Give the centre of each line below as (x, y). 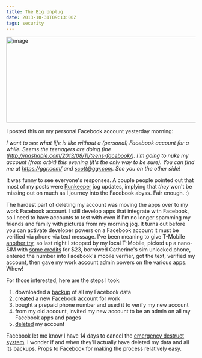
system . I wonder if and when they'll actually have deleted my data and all (98, 342)
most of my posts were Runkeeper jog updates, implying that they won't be (99, 187)
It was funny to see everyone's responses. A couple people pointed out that (100, 180)
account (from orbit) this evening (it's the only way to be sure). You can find (100, 162)
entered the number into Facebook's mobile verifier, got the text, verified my (101, 256)
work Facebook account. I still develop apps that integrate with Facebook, (98, 211)
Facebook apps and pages (48, 318)
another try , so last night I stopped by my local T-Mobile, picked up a (91, 243)
